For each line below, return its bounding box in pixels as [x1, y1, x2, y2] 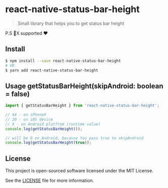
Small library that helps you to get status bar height [17, 20, 124, 26]
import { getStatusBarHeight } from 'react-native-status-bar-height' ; [5, 103, 159, 108]
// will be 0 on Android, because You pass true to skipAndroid [5, 135, 144, 140]
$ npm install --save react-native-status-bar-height [5, 58, 121, 63]
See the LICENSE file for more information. [5, 177, 94, 183]
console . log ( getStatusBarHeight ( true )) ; [5, 140, 92, 145]
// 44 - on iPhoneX [5, 112, 47, 118]
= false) [5, 90, 30, 98]
